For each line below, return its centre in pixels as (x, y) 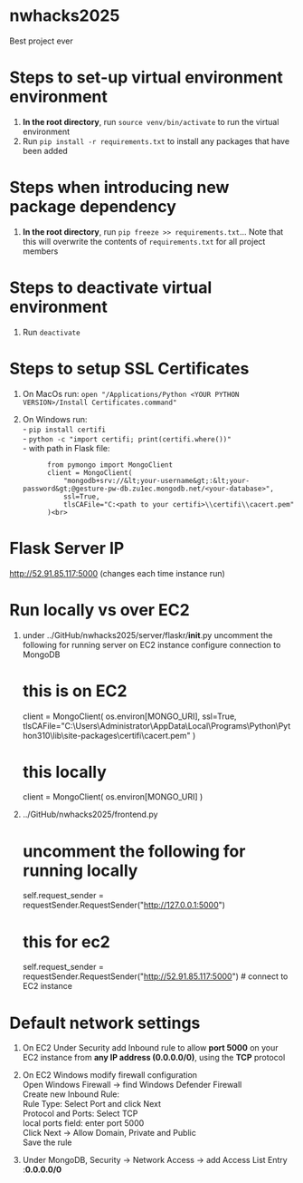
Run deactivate (51, 332)
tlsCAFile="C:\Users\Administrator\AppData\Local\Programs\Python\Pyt (156, 725)
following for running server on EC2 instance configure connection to (151, 645)
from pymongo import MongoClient (110, 465)
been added (45, 150)
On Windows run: (55, 419)
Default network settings (105, 1023)
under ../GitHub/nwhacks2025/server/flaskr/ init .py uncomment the (147, 635)
